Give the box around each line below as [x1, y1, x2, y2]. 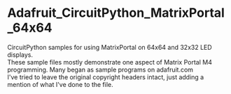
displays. [7, 51, 34, 59]
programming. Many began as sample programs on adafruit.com [7, 65, 194, 74]
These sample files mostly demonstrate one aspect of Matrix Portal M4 [7, 58, 212, 66]
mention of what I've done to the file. [7, 80, 113, 88]
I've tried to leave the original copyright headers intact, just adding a [7, 72, 204, 81]
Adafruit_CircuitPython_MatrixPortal [7, 5, 225, 21]
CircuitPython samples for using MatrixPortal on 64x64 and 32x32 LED [7, 43, 212, 51]
